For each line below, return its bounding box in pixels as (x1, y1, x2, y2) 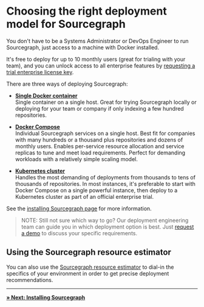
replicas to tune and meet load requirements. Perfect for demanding (15, 149, 186, 156)
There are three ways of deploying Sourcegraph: (6, 80, 128, 88)
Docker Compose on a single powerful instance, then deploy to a (15, 187, 178, 194)
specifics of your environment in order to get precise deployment (6, 269, 169, 277)
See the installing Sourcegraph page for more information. (6, 205, 152, 212)
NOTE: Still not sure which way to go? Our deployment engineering (21, 216, 189, 224)
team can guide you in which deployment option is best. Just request (21, 223, 194, 230)
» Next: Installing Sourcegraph (6, 294, 86, 301)
